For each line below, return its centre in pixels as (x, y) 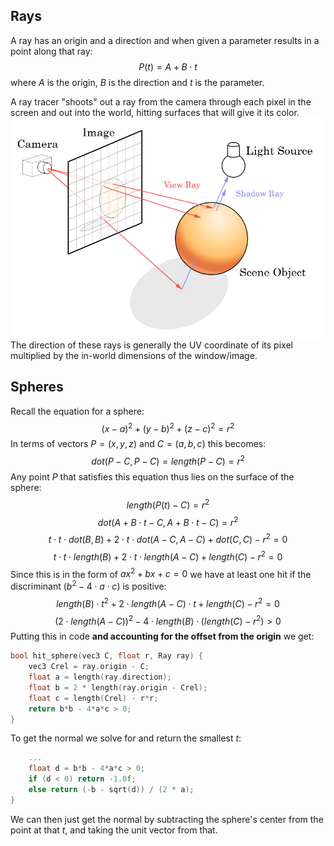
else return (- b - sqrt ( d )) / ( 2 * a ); (111, 790)
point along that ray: (51, 51)
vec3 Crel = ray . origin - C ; (89, 667)
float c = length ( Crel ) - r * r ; (93, 698)
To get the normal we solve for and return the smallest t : (126, 738)
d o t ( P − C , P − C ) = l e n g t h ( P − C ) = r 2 (168, 461)
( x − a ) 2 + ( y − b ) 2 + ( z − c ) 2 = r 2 (168, 427)
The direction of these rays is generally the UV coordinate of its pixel (151, 345)
